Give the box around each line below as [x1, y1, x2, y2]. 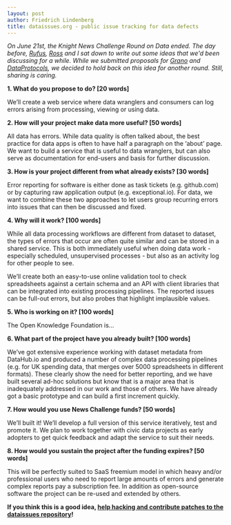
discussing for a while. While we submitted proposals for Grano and [7, 57, 201, 65]
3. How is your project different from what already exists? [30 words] [7, 167, 209, 176]
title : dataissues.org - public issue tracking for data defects [7, 23, 199, 30]
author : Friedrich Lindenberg [7, 17, 94, 23]
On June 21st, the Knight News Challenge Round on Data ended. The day [7, 42, 216, 50]
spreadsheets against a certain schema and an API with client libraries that [7, 280, 219, 288]
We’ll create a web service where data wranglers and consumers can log [7, 98, 214, 106]
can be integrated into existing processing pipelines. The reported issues [7, 287, 215, 296]
